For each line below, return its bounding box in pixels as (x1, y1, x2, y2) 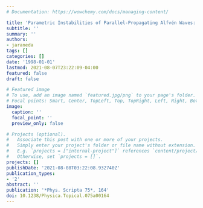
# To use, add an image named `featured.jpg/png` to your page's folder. (6, 92, 196, 98)
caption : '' (11, 109, 42, 115)
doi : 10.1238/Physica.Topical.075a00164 (6, 193, 110, 199)
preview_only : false (11, 120, 63, 127)
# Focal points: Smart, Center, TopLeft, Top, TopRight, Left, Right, (6, 98, 188, 104)
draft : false (6, 76, 39, 82)
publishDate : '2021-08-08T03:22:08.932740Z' (6, 165, 120, 171)
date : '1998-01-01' (6, 58, 56, 65)
